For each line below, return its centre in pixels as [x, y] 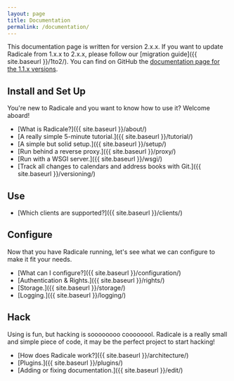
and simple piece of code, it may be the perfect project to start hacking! [111, 342]
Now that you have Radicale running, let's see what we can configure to [111, 252]
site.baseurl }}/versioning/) [57, 174]
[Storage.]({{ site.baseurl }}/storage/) [71, 288]
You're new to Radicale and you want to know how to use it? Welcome [109, 108]
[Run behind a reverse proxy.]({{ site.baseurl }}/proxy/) [97, 152]
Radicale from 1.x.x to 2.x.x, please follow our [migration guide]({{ [102, 54]
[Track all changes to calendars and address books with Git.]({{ [109, 166]
